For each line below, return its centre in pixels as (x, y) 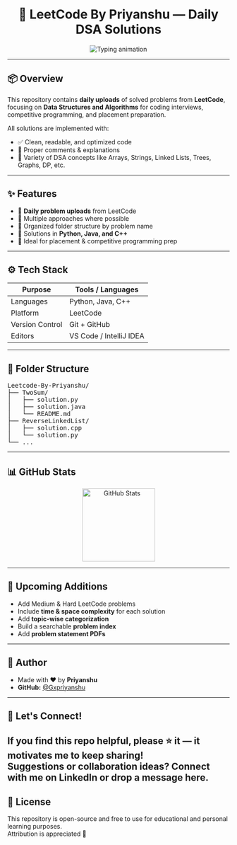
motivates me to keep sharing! (75, 755)
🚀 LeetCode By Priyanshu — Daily (119, 15)
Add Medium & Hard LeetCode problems (77, 604)
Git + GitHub (90, 325)
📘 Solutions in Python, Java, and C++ (73, 234)
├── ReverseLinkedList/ (48, 421)
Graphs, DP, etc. (41, 165)
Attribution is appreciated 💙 (47, 834)
